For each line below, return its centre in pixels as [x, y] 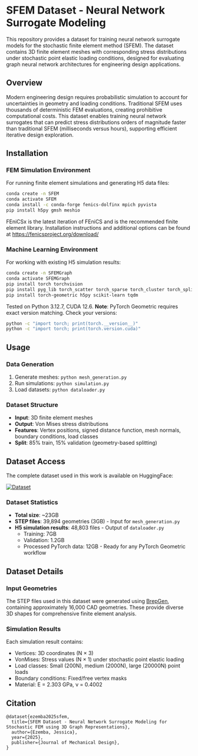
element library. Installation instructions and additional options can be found [98, 227]
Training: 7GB [40, 534]
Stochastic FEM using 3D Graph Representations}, [68, 727]
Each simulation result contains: [45, 642]
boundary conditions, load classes [56, 436]
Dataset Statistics [32, 503]
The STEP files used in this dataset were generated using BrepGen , [88, 601]
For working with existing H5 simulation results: [64, 262]
